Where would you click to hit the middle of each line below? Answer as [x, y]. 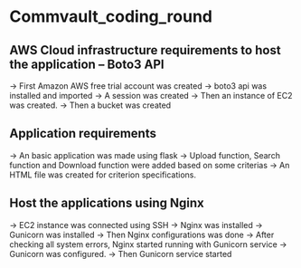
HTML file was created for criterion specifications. [103, 175]
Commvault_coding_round [111, 17]
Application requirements [83, 134]
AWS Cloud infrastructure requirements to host [146, 50]
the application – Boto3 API [87, 64]
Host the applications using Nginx [107, 203]
